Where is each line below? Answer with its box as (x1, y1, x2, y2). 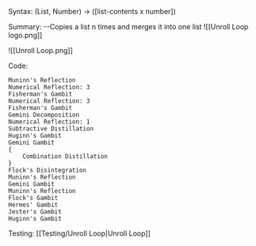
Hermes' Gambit (8, 201, 59, 209)
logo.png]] (8, 31, 43, 40)
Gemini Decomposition (8, 111, 80, 119)
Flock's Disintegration (8, 166, 87, 174)
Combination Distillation (22, 153, 109, 161)
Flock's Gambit (8, 194, 59, 202)
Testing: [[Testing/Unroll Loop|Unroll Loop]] (8, 229, 151, 238)
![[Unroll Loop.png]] (8, 46, 74, 55)
